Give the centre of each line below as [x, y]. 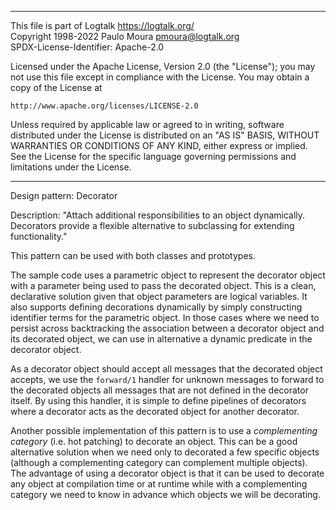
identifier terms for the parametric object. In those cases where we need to [165, 317]
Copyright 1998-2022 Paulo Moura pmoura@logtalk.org [125, 36]
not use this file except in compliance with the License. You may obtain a [160, 77]
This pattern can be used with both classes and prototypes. [133, 255]
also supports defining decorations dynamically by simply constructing [156, 307]
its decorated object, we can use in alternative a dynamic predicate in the [161, 339]
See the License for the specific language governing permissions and [153, 156]
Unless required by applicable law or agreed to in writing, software [147, 124]
